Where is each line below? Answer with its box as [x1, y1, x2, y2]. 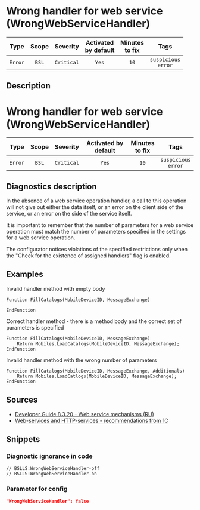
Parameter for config [6, 485, 68, 493]
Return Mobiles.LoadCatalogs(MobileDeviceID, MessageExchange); [17, 340, 180, 347]
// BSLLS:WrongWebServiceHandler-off [6, 466, 100, 472]
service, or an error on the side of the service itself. [6, 210, 132, 217]
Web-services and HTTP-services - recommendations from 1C [14, 417, 168, 424]
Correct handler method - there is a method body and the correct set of [6, 318, 182, 325]
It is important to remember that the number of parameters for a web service [6, 222, 194, 229]
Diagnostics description [6, 181, 97, 192]
